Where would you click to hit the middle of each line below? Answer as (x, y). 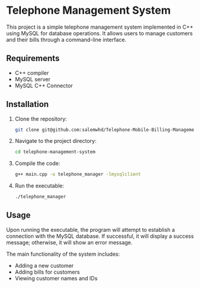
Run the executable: (39, 186)
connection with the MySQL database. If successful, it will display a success (100, 236)
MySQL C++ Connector (44, 85)
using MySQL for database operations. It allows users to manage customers (99, 33)
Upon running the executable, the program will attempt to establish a (90, 229)
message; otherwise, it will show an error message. (70, 242)
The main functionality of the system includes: (63, 254)
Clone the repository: (41, 119)
